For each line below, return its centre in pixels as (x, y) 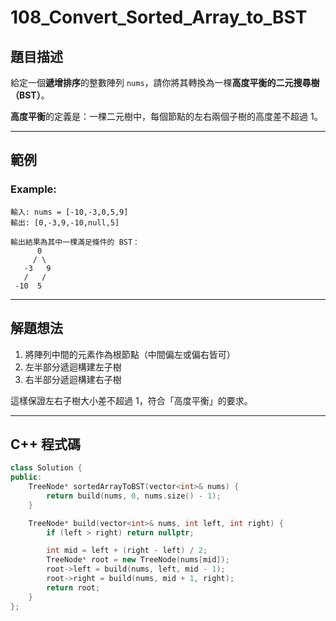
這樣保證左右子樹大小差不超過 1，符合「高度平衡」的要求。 (131, 400)
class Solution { (46, 468)
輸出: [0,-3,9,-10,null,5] (65, 222)
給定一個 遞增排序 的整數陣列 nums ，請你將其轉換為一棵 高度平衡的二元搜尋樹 (165, 82)
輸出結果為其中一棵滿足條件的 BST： (75, 242)
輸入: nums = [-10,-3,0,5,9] (69, 212)
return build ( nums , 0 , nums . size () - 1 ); (134, 496)
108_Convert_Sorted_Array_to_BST (159, 17)
